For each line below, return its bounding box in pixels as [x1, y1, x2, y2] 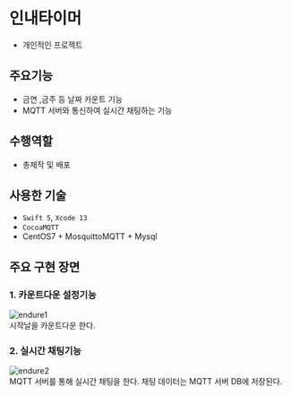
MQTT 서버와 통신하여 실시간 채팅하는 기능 [21, 105, 173, 116]
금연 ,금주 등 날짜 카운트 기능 [21, 93, 124, 104]
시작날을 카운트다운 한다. [9, 320, 96, 331]
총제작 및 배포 [21, 159, 71, 170]
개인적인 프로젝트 [21, 39, 83, 50]
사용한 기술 [9, 187, 67, 202]
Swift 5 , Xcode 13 [21, 212, 88, 223]
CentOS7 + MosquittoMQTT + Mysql [21, 231, 158, 242]
